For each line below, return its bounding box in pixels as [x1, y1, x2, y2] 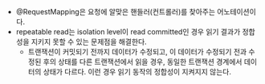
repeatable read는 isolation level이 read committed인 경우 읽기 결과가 [15, 27, 241, 36]
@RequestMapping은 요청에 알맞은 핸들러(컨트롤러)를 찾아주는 [15, 7, 215, 16]
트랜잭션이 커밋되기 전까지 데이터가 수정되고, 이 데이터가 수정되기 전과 [27, 47, 247, 56]
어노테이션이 [216, 7, 257, 16]
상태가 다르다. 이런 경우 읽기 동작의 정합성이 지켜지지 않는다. [43, 67, 231, 76]
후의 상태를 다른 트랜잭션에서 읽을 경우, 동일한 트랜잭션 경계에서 [43, 57, 243, 66]
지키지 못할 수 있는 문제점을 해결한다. [31, 37, 147, 46]
